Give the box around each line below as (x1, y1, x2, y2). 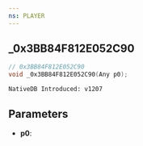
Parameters (8, 106, 69, 121)
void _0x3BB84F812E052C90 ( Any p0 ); (8, 70, 128, 79)
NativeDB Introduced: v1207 (8, 86, 103, 94)
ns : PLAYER (8, 11, 45, 20)
